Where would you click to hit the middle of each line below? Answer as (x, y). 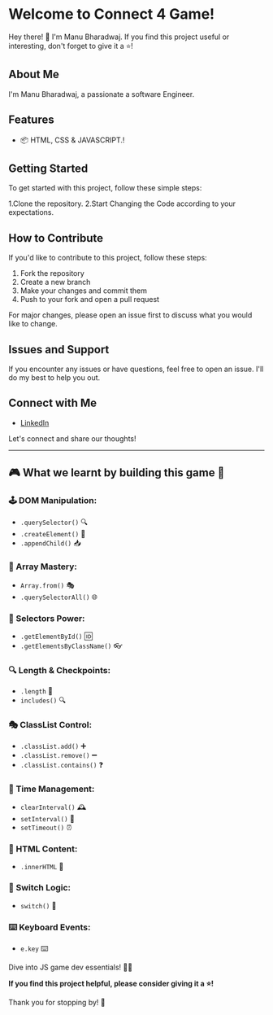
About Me (34, 74)
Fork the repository (52, 273)
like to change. (33, 324)
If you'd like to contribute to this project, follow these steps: (108, 258)
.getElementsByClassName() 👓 (71, 646)
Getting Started (48, 168)
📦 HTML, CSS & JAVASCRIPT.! (72, 140)
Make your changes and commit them (84, 291)
